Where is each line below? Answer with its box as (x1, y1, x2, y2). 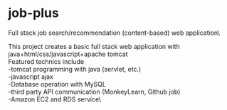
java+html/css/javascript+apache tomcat (8, 50, 128, 58)
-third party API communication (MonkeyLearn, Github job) (8, 87, 181, 96)
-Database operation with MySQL (8, 79, 106, 88)
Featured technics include (8, 57, 85, 65)
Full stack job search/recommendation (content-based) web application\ (8, 28, 220, 37)
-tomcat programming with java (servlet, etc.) (8, 65, 142, 73)
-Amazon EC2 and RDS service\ (8, 94, 102, 104)
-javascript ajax (8, 72, 54, 81)
